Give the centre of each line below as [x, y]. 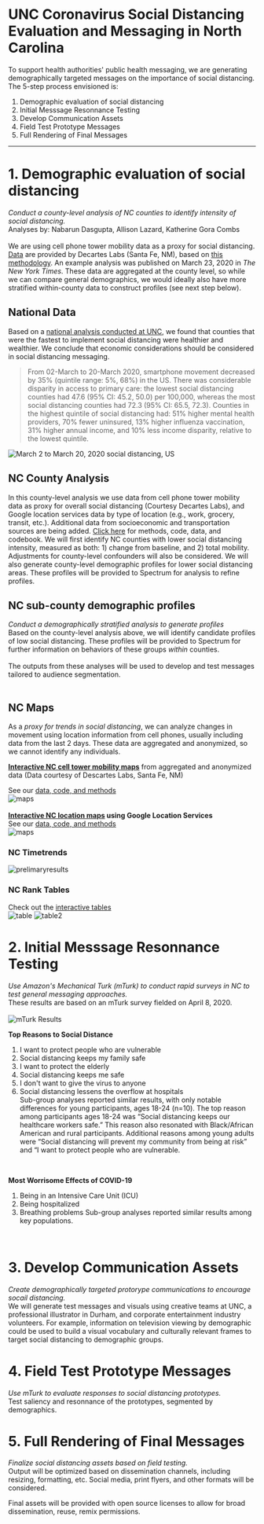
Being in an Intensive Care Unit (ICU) [79, 1195]
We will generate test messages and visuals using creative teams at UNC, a [130, 1305]
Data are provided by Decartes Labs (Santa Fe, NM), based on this [115, 254]
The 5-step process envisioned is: [63, 86]
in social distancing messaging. [59, 356]
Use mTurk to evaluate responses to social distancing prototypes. [115, 1393]
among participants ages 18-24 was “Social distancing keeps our [125, 1116]
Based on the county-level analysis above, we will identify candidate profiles [132, 633]
